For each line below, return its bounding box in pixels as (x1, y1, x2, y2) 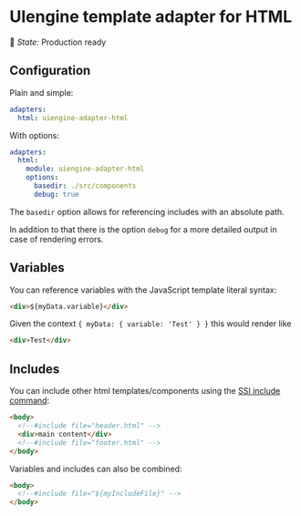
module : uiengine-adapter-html (26, 164, 145, 174)
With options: (9, 129, 60, 140)
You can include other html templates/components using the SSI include (9, 386, 281, 397)
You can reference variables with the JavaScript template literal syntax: (9, 284, 277, 295)
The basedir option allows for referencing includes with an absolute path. (9, 206, 285, 217)
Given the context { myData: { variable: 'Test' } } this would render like (9, 318, 292, 329)
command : (9, 395, 50, 407)
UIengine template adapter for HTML (9, 6, 293, 27)
